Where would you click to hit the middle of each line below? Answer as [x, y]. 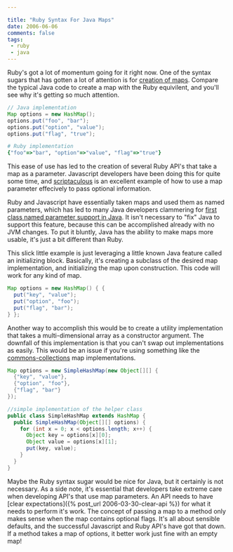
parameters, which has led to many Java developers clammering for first [112, 210]
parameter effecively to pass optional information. [80, 189]
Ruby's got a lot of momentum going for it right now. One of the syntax [109, 72]
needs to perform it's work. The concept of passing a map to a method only [117, 511]
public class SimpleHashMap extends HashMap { [76, 416]
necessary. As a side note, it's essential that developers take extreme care [115, 489]
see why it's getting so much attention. [64, 95]
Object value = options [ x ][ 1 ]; [72, 442]
